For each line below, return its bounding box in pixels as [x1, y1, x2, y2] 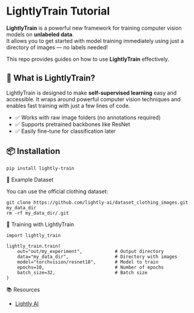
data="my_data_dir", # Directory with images [17, 254, 178, 260]
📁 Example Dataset [6, 176, 53, 183]
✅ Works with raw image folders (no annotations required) [15, 113, 161, 121]
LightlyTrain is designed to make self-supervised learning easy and [6, 89, 177, 96]
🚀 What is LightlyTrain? [6, 73, 96, 83]
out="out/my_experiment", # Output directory [17, 248, 164, 254]
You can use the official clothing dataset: [6, 187, 109, 195]
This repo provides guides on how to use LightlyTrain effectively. [6, 55, 170, 62]
